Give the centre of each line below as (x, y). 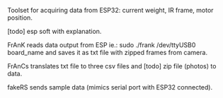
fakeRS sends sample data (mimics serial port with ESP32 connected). (110, 87)
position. (20, 18)
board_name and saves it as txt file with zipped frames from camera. (107, 53)
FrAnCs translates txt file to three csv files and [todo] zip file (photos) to (112, 66)
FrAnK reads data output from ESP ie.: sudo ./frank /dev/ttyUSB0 (102, 45)
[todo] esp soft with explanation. (55, 31)
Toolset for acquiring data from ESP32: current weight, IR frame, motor (110, 10)
